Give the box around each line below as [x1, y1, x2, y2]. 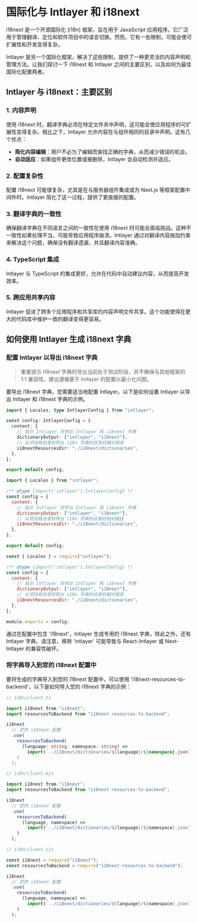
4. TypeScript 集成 [6, 255, 60, 263]
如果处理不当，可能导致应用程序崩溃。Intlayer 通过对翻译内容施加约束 [21, 231, 191, 239]
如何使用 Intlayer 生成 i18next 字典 [6, 334, 131, 344]
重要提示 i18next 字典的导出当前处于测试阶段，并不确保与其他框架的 [20, 368, 186, 375]
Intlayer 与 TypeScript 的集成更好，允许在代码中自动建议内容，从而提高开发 [6, 270, 190, 277]
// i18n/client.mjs [6, 771, 54, 777]
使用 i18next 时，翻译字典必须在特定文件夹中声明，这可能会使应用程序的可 [6, 120, 187, 128]
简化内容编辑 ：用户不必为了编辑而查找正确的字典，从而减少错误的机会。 [14, 148, 190, 155]
